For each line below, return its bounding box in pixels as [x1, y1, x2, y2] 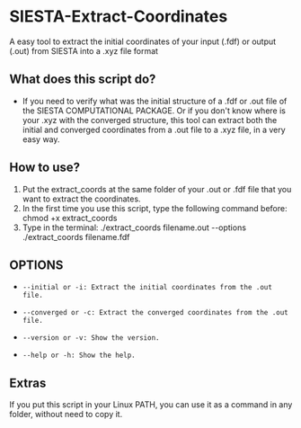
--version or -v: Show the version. [22, 334, 160, 343]
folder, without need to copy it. [9, 409, 123, 420]
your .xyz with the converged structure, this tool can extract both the [22, 114, 278, 125]
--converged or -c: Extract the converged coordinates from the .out [22, 308, 289, 317]
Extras [9, 375, 47, 390]
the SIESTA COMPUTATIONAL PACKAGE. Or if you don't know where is [22, 105, 286, 116]
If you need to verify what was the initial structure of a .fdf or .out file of [22, 95, 288, 106]
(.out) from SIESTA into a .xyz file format [9, 45, 159, 56]
